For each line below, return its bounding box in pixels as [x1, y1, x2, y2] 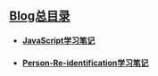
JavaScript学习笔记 [21, 35, 96, 46]
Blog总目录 [9, 8, 71, 24]
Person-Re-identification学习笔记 [21, 57, 149, 68]
